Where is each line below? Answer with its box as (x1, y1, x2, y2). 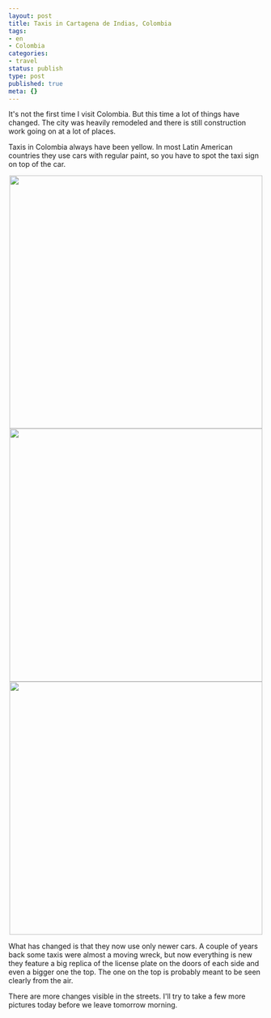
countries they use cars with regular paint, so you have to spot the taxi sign (8, 151, 259, 160)
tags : (8, 27, 27, 35)
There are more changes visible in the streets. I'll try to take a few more (8, 991, 246, 1001)
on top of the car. (8, 160, 66, 169)
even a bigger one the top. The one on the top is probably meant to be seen (8, 967, 261, 977)
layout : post (8, 11, 53, 20)
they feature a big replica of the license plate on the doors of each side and (8, 959, 260, 969)
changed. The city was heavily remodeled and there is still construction (8, 118, 247, 128)
